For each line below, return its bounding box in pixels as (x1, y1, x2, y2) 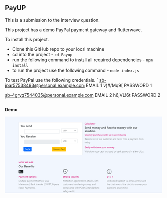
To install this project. (5, 36, 49, 42)
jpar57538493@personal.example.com (5, 82, 85, 88)
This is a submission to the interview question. (5, 17, 100, 23)
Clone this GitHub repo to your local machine (12, 46, 105, 52)
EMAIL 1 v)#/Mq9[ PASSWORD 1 (86, 82, 152, 88)
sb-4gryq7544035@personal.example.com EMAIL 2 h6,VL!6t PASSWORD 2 (5, 92, 161, 98)
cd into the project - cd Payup (12, 51, 73, 57)
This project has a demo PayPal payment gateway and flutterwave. (5, 27, 142, 33)
